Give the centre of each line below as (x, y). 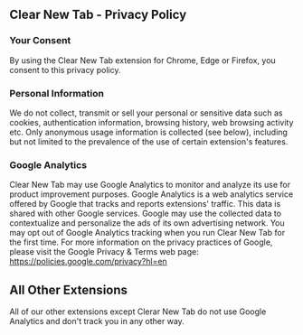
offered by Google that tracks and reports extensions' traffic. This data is (145, 204)
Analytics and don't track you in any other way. (97, 321)
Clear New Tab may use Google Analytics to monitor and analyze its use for (150, 185)
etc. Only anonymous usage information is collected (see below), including (148, 132)
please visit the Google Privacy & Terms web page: (104, 252)
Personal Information (57, 93)
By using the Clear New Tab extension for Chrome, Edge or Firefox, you (142, 60)
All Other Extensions (69, 289)
